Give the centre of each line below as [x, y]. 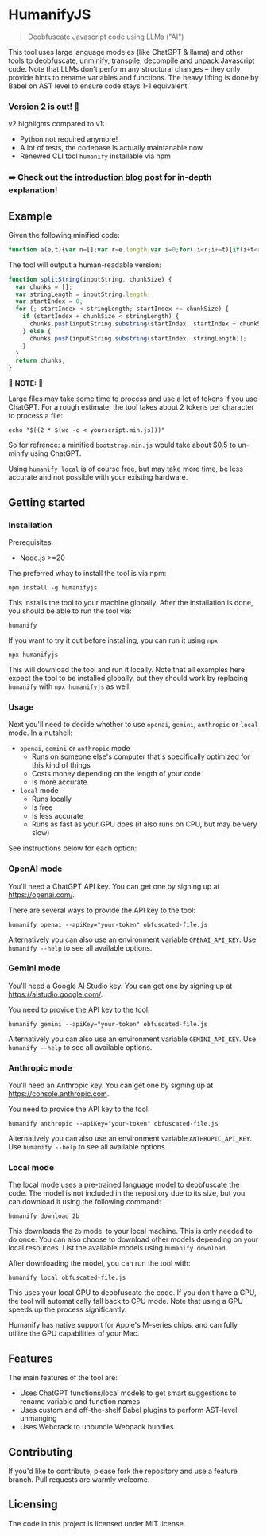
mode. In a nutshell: [41, 733]
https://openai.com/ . [42, 894]
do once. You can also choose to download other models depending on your [133, 1239]
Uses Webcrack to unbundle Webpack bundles [97, 1427]
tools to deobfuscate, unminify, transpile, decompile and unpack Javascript [132, 60]
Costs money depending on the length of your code [116, 774]
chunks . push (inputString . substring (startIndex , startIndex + [133, 324]
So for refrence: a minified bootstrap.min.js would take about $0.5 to [122, 445]
